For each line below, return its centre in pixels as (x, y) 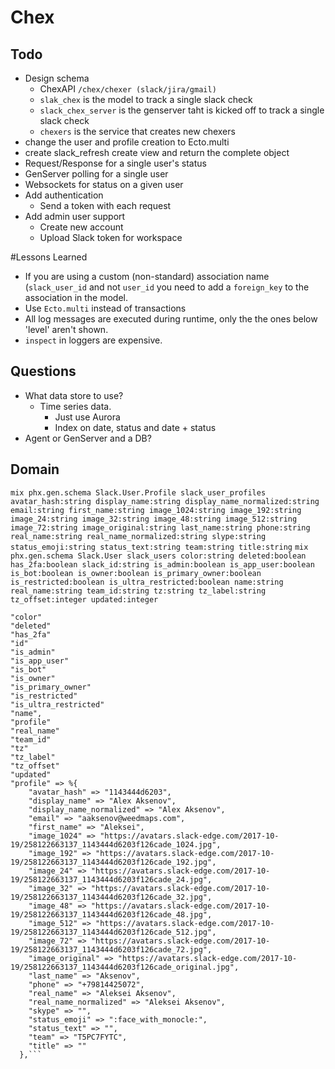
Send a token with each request (105, 205)
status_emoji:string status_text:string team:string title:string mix (159, 547)
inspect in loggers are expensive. (93, 340)
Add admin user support (75, 216)
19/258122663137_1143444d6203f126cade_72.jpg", (111, 949)
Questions (43, 371)
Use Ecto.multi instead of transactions (105, 308)
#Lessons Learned (49, 257)
